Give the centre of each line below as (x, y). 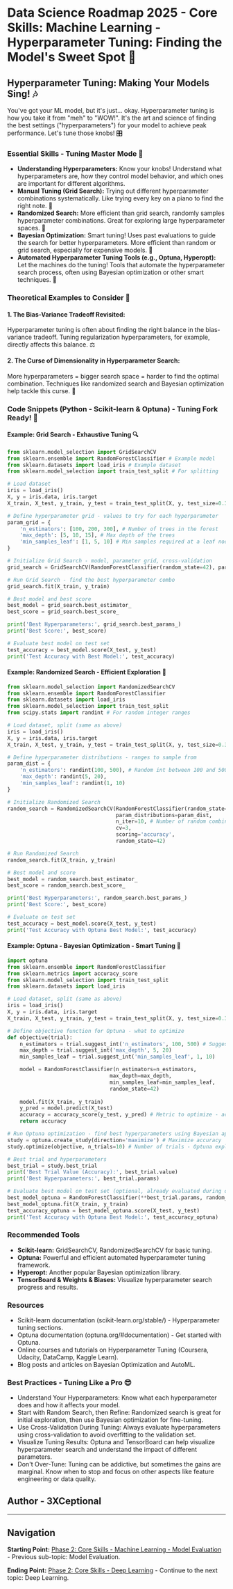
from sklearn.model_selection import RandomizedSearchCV (91, 687)
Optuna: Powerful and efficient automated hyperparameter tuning (111, 1257)
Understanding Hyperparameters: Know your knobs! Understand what (119, 169)
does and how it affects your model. (69, 1405)
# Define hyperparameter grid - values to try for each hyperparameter (113, 516)
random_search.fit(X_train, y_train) (62, 860)
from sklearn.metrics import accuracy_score (72, 973)
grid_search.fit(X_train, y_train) (59, 586)
